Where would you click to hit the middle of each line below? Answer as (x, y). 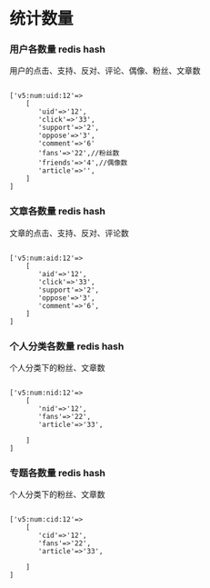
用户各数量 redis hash (58, 49)
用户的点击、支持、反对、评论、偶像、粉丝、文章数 (105, 71)
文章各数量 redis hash (58, 212)
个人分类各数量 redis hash (67, 346)
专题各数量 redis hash (58, 473)
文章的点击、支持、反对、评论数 (69, 233)
